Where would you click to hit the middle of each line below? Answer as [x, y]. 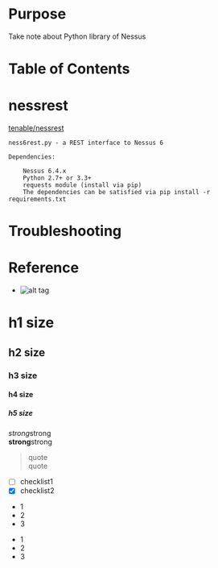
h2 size [27, 352]
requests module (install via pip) [82, 185]
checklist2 [37, 491]
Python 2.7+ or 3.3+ [57, 178]
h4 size [21, 395]
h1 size [31, 323]
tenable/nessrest [36, 128]
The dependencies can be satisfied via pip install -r [117, 193]
